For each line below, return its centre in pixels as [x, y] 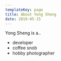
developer [23, 43]
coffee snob [25, 48]
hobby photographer [33, 53]
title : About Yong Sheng [31, 14]
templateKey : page [24, 10]
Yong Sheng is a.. [23, 33]
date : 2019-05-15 [23, 19]
